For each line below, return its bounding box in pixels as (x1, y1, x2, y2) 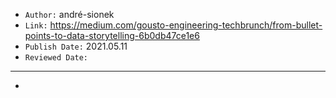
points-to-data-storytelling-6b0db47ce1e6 (24, 30, 200, 41)
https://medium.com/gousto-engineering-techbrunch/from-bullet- (49, 19, 323, 31)
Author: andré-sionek (24, 9, 115, 20)
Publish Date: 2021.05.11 (24, 40, 128, 52)
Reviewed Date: (24, 53, 89, 63)
